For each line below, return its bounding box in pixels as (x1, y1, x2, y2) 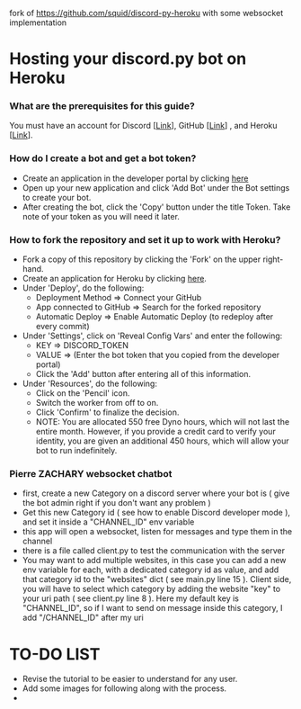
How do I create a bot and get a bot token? (9, 152, 197, 165)
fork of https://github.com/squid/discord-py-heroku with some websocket (9, 8, 284, 18)
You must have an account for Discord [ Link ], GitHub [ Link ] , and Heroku (9, 121, 278, 131)
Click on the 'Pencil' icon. (35, 388, 130, 399)
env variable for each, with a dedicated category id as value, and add (22, 564, 279, 575)
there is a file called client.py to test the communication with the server (22, 545, 286, 556)
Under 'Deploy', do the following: (22, 283, 145, 293)
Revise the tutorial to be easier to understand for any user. (22, 674, 238, 685)
